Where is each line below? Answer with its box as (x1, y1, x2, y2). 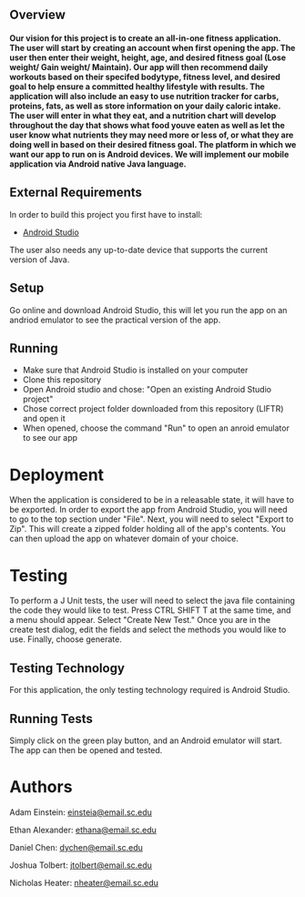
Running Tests (9, 710, 93, 727)
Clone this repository (22, 374, 102, 385)
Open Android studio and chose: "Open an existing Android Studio (22, 384, 271, 395)
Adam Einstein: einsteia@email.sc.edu (9, 806, 153, 818)
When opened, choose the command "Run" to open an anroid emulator (22, 423, 290, 433)
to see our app (22, 433, 78, 443)
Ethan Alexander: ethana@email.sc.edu (9, 824, 158, 835)
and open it (22, 413, 66, 424)
